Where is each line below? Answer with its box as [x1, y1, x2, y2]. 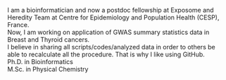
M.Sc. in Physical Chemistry [7, 65, 89, 73]
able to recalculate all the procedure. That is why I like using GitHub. [7, 50, 206, 58]
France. [7, 21, 30, 29]
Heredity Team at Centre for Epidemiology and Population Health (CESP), [7, 13, 220, 22]
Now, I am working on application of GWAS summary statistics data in [7, 28, 210, 36]
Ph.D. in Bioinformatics [7, 58, 74, 65]
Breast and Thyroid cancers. [7, 35, 90, 44]
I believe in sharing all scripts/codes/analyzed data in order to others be [7, 43, 216, 51]
